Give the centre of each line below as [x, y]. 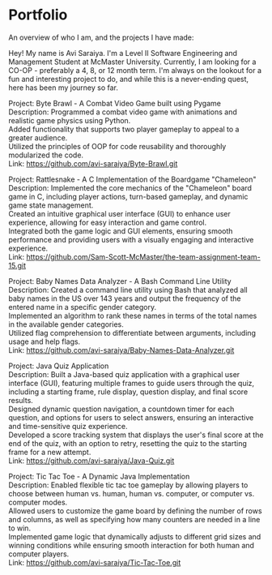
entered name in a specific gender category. [82, 307]
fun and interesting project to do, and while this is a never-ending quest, [129, 79]
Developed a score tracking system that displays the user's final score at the [136, 435]
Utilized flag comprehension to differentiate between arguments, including [132, 333]
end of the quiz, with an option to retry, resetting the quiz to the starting [127, 443]
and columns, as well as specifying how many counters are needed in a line [134, 519]
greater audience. [38, 137]
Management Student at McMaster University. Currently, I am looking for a [132, 62]
